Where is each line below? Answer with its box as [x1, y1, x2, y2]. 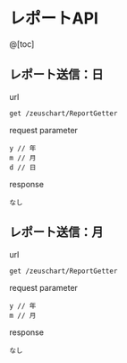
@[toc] [9, 38, 35, 50]
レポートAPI [9, 8, 98, 29]
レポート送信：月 [9, 224, 104, 240]
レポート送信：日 [9, 67, 104, 82]
